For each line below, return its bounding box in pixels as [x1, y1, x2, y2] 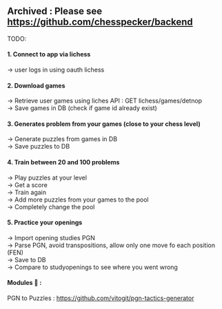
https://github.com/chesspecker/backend [7, 17, 193, 28]
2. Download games [7, 81, 65, 89]
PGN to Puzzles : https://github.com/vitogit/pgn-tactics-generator [7, 294, 194, 302]
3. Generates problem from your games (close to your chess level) [7, 120, 201, 128]
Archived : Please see [7, 6, 102, 17]
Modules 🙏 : [7, 279, 42, 287]
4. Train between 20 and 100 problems [7, 158, 120, 167]
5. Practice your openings [7, 218, 83, 226]
